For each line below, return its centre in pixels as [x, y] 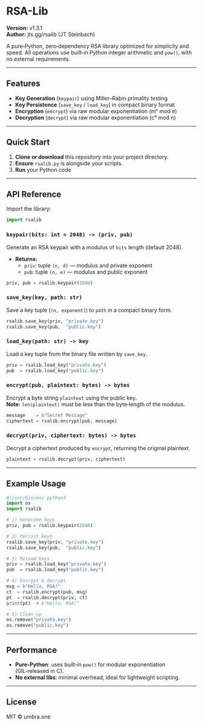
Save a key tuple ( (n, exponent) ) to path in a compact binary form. [89, 310]
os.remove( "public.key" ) [37, 625]
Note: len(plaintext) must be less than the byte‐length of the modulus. [96, 404]
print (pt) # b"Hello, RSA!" [43, 603]
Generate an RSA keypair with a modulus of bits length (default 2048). [95, 247]
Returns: [26, 259]
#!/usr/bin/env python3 [36, 497]
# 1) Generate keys [31, 520]
